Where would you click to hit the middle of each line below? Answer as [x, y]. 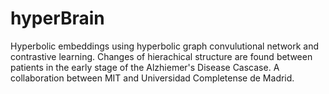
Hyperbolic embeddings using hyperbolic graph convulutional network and [165, 46]
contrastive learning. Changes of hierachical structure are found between [161, 56]
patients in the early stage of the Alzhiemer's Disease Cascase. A [145, 67]
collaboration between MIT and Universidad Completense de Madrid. [152, 78]
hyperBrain [57, 18]
